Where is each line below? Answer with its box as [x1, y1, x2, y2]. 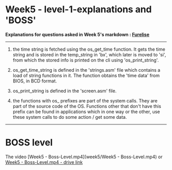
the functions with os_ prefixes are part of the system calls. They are [12, 97, 158, 103]
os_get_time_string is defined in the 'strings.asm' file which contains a [12, 67, 160, 73]
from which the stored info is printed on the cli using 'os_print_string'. [12, 57, 159, 63]
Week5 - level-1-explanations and [5, 4, 152, 15]
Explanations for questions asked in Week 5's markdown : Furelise [5, 31, 149, 37]
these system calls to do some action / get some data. [12, 114, 127, 120]
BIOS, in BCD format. [12, 78, 57, 84]
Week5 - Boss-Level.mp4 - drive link [5, 159, 83, 165]
